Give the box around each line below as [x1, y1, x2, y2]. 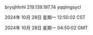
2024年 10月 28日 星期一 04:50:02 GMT [5, 25, 88, 31]
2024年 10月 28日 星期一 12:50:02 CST [5, 14, 86, 20]
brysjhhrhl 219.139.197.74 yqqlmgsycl [5, 4, 81, 10]
